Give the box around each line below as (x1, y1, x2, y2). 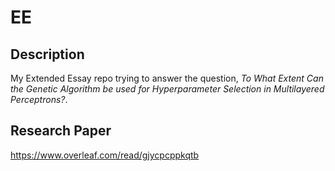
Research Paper (10, 122, 112, 140)
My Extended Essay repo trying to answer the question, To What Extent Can (10, 72, 324, 84)
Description (10, 46, 85, 63)
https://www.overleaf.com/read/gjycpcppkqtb (10, 149, 200, 161)
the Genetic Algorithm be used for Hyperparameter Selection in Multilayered (10, 83, 325, 95)
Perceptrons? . (10, 94, 68, 105)
